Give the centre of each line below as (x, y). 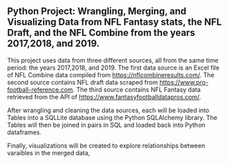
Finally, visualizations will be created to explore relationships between (106, 145)
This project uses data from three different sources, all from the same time (113, 60)
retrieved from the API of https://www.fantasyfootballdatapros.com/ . (104, 96)
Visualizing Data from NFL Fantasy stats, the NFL (114, 22)
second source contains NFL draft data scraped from (83, 82)
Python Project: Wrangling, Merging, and (97, 11)
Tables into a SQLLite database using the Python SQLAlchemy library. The (112, 117)
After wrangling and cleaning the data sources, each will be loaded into (108, 110)
